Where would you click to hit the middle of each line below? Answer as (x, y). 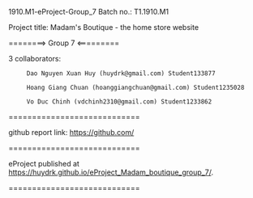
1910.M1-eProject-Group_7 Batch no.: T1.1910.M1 (88, 12)
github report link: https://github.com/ (71, 132)
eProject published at (44, 164)
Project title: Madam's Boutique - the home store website (104, 27)
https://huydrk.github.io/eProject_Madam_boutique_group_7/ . (111, 172)
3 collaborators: (35, 59)
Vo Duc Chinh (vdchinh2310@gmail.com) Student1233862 (119, 102)
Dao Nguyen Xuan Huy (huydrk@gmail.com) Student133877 (121, 74)
